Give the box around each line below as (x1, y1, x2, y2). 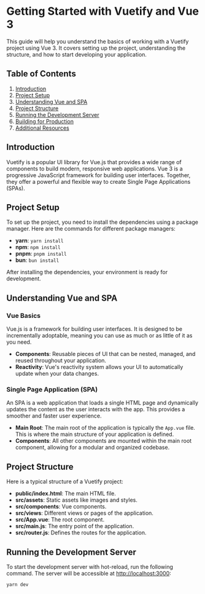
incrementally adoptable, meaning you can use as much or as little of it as (6, 332, 193, 339)
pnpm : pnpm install (15, 250, 67, 258)
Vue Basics (6, 311, 41, 320)
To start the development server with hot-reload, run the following (6, 563, 174, 570)
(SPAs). (6, 184, 26, 192)
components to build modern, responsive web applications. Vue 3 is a (6, 165, 183, 172)
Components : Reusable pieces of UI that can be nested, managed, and (15, 350, 196, 358)
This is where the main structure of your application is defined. (15, 430, 174, 438)
